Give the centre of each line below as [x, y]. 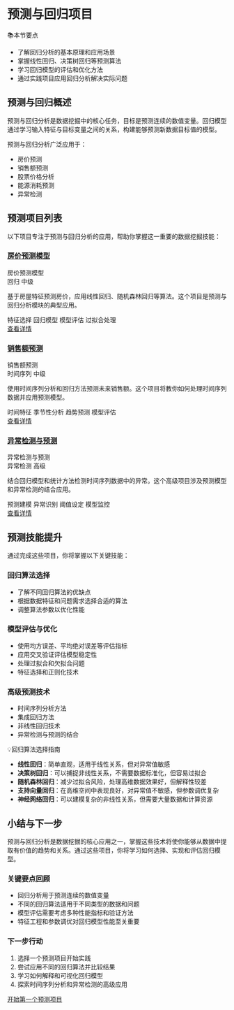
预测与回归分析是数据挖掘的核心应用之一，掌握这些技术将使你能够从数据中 [114, 841]
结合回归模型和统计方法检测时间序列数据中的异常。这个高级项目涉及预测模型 [117, 481]
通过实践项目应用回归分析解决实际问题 [72, 78]
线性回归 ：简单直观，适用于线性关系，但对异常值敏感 [94, 764]
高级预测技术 [29, 691]
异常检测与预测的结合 [48, 735]
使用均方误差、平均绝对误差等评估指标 [72, 645]
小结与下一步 [35, 823]
